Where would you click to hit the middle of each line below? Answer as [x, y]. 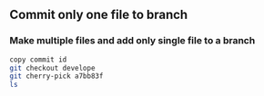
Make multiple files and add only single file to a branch [132, 41]
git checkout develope [52, 68]
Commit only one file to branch [99, 15]
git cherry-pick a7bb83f [56, 76]
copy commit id [38, 59]
